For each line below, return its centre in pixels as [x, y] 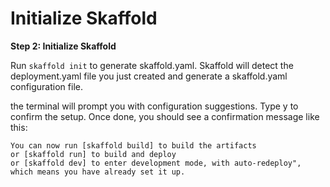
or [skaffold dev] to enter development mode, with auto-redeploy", [156, 163]
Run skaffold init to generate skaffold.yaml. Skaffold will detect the [152, 65]
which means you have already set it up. [98, 172]
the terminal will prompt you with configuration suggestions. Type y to [154, 106]
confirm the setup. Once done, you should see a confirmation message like [165, 116]
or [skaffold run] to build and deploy [93, 154]
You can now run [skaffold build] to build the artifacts [133, 145]
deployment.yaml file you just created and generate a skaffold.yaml [149, 76]
